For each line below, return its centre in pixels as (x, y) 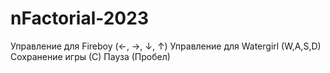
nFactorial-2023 (79, 18)
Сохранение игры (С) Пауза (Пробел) (90, 56)
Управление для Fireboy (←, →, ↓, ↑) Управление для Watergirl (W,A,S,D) (166, 46)
